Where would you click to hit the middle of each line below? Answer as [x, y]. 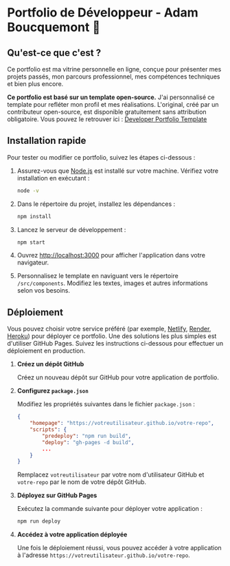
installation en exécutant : [53, 178]
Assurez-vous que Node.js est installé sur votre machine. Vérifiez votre [117, 171]
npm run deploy [39, 521]
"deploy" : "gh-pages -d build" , [88, 442]
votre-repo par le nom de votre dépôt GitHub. [81, 482]
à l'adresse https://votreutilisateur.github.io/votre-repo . [103, 555]
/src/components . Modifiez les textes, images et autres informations [112, 283]
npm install [34, 216]
